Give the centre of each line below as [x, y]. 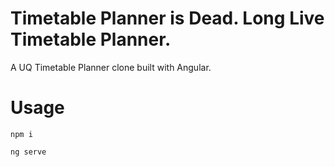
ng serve [28, 152]
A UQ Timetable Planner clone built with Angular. [111, 67]
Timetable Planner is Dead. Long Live [167, 18]
